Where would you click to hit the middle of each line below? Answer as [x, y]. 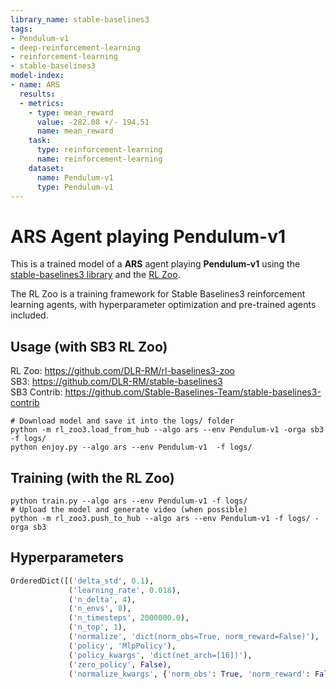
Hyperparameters [67, 557]
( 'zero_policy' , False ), [120, 664]
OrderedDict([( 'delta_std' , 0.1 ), [82, 581]
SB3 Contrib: [36, 392]
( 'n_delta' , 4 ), [102, 599]
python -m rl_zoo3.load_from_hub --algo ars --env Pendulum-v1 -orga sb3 [167, 430]
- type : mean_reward [71, 112]
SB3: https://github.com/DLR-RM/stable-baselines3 [116, 382]
